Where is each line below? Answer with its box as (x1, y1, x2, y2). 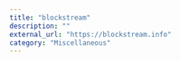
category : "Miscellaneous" (9, 38, 111, 48)
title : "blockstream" (9, 13, 91, 22)
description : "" (9, 22, 71, 30)
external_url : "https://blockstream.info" (9, 30, 172, 39)
